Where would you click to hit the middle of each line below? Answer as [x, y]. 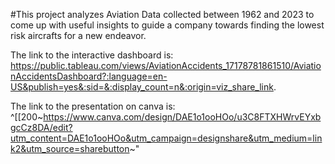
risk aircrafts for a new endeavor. [78, 35]
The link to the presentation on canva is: [93, 106]
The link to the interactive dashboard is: [92, 55]
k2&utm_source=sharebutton [70, 148]
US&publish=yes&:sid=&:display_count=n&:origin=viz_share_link [142, 87]
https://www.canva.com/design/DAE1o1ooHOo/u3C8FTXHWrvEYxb [182, 117]
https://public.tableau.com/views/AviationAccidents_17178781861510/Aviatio [166, 65]
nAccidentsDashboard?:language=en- [89, 76]
